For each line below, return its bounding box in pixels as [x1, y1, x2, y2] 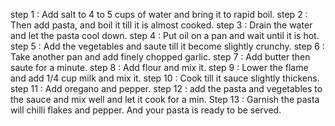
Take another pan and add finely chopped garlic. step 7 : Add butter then [10, 51, 311, 63]
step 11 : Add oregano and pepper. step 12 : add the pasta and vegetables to [10, 83, 323, 94]
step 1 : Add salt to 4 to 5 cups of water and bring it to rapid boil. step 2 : [10, 9, 308, 20]
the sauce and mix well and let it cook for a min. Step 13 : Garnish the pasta [10, 94, 320, 105]
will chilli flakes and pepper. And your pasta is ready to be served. [10, 104, 282, 116]
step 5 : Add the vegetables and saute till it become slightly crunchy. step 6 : [10, 40, 325, 52]
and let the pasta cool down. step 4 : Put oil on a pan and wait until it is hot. [10, 30, 320, 41]
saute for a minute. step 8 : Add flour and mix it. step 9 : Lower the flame [10, 62, 309, 73]
